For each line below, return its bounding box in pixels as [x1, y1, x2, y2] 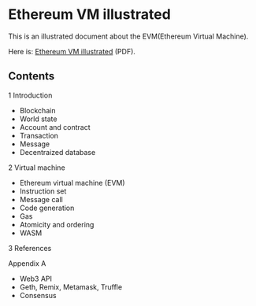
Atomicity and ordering [19, 219, 95, 229]
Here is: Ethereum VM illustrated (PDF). [8, 46, 136, 56]
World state [19, 114, 58, 124]
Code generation [19, 203, 75, 212]
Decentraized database [19, 147, 96, 157]
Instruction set [19, 186, 67, 196]
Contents [8, 69, 55, 83]
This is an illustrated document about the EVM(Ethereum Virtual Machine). [8, 31, 249, 41]
